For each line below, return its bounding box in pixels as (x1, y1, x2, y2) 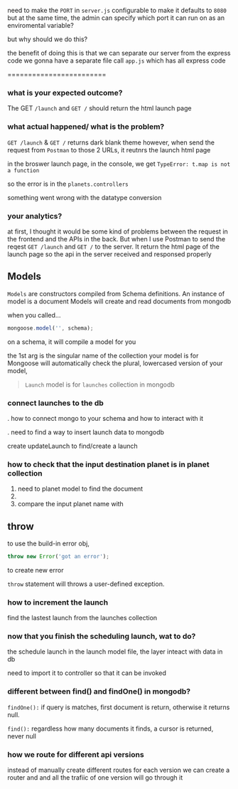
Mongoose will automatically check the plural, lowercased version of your (7, 359, 223, 367)
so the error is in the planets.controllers (7, 179, 129, 188)
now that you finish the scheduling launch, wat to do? (7, 632, 196, 642)
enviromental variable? (7, 21, 75, 29)
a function (7, 167, 40, 174)
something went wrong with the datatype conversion (7, 193, 162, 202)
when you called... (7, 310, 61, 319)
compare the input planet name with (17, 500, 124, 508)
